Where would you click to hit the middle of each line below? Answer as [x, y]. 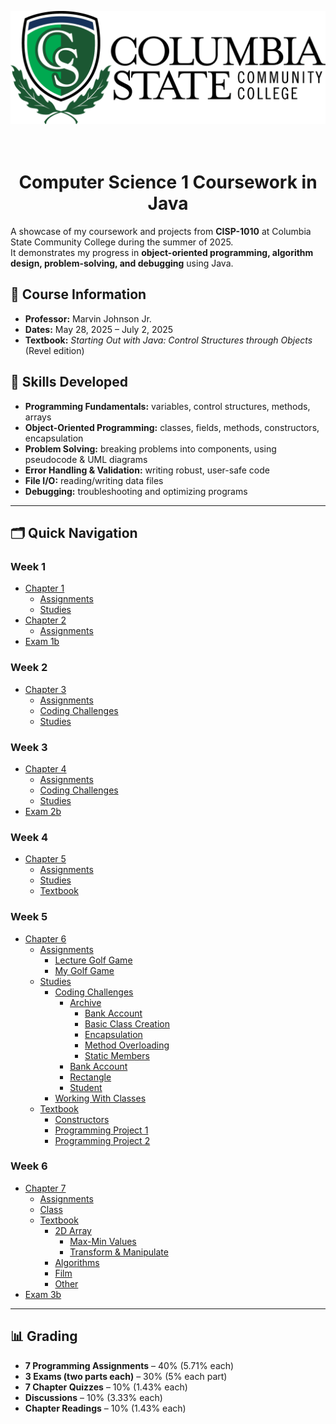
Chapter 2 [45, 620]
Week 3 [29, 747]
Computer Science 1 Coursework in [168, 182]
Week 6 [29, 1166]
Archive [85, 1002]
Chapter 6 [45, 938]
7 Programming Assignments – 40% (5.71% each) [129, 1365]
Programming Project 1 [101, 1130]
